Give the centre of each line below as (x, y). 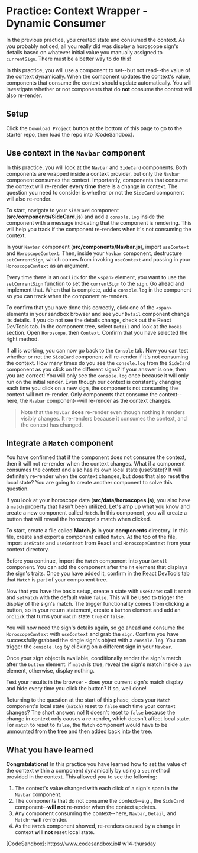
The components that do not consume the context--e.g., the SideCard (99, 801)
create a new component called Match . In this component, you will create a (97, 513)
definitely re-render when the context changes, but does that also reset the (98, 476)
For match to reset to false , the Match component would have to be (87, 725)
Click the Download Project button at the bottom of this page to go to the (94, 128)
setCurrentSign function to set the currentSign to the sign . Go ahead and (95, 283)
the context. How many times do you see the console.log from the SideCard (98, 363)
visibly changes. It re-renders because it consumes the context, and (104, 418)
